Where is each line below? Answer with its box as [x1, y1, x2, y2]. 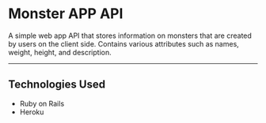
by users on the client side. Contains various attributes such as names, [8, 39, 239, 48]
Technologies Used [8, 78, 105, 91]
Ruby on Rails [19, 99, 65, 108]
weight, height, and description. [8, 47, 112, 57]
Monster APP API [8, 5, 123, 23]
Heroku [19, 107, 44, 117]
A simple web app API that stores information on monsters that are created [8, 31, 252, 40]
